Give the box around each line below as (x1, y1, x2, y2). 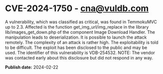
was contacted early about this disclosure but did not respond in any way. (5, 55, 153, 60)
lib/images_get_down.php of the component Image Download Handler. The (5, 29, 155, 35)
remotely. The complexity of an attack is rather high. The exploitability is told (5, 39, 159, 45)
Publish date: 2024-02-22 (5, 64, 58, 70)
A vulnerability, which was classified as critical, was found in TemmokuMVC (5, 19, 157, 25)
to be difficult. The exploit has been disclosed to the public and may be (5, 44, 147, 50)
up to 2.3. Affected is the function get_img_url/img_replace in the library (5, 24, 149, 30)
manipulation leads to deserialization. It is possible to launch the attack (5, 34, 147, 40)
